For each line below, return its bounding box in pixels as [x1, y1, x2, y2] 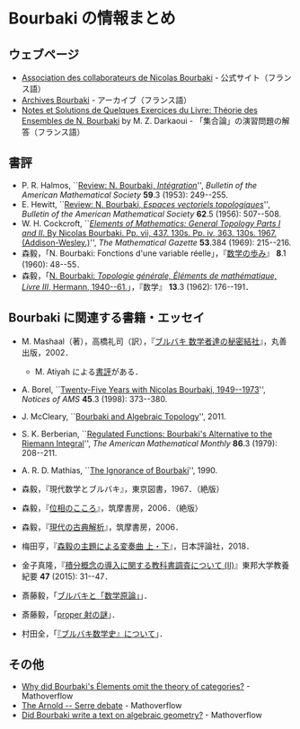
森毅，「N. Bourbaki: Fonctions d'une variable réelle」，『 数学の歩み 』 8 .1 [21, 248, 287, 259]
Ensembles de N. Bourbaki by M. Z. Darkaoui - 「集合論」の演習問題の [21, 116, 282, 126]
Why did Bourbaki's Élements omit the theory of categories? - [21, 681, 251, 692]
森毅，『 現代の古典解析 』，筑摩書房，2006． [21, 522, 183, 532]
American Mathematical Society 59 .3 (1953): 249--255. [21, 189, 228, 200]
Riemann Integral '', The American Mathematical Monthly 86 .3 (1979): [21, 437, 278, 449]
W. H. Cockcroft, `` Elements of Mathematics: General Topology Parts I [21, 217, 281, 229]
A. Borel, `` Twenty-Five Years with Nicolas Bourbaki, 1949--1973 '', [21, 383, 266, 395]
